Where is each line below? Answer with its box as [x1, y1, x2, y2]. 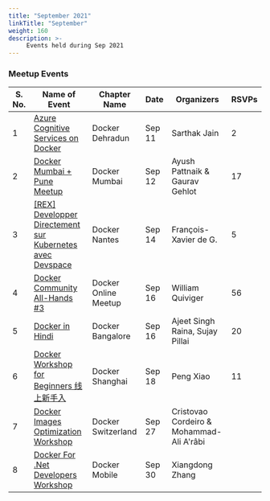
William [171, 282, 199, 294]
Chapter [99, 89, 131, 101]
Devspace [33, 259, 72, 270]
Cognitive [33, 122, 71, 133]
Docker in [33, 321, 71, 332]
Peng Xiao [171, 371, 211, 382]
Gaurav [171, 176, 199, 187]
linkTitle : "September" [8, 19, 88, 27]
